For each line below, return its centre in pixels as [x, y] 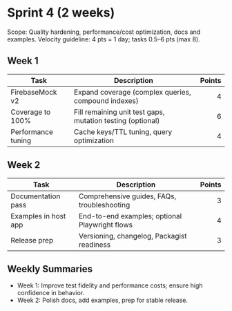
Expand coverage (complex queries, [132, 92]
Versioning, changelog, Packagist [133, 236]
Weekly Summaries [50, 268]
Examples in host [38, 216]
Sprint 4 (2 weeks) [61, 13]
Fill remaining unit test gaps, [119, 112]
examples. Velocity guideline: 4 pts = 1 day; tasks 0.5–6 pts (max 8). [104, 39]
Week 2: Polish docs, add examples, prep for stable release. [103, 300]
